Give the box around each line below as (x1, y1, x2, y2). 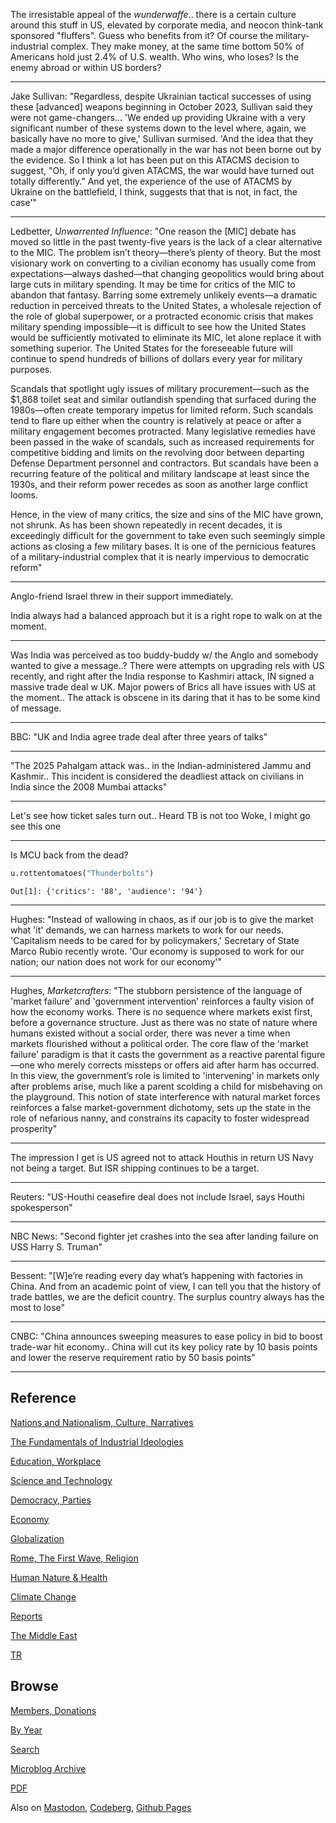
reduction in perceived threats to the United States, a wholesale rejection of (10, 300, 322, 311)
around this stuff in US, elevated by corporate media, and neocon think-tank (10, 19, 324, 31)
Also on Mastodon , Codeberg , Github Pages (10, 1801, 192, 1813)
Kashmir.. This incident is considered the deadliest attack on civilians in (10, 770, 305, 782)
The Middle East (10, 1629, 78, 1641)
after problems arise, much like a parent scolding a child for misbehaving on (10, 1080, 323, 1092)
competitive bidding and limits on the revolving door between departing (10, 447, 305, 458)
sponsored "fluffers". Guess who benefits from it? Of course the (10, 30, 274, 41)
